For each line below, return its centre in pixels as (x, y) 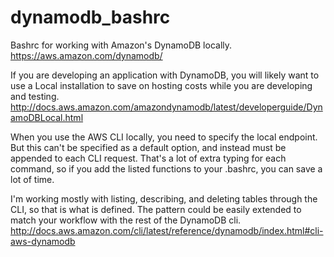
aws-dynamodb (43, 241)
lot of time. (32, 179)
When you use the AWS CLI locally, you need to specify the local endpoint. (164, 137)
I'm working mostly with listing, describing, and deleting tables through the (164, 198)
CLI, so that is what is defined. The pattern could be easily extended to (156, 209)
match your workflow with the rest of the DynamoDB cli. (126, 220)
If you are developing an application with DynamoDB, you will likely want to (165, 75)
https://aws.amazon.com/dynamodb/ (86, 55)
